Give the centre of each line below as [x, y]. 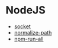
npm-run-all [29, 39]
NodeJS [25, 10]
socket [22, 26]
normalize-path [33, 32]
